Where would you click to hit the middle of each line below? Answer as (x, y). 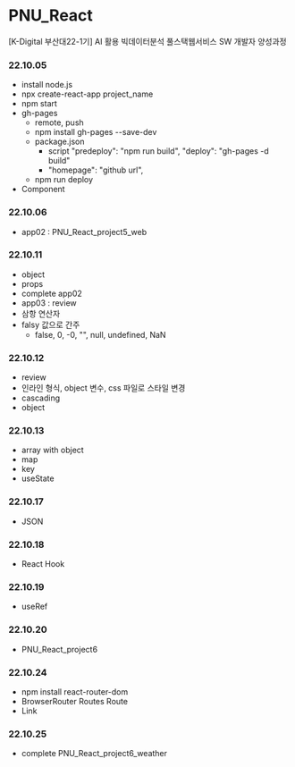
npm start (39, 104)
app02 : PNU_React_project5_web (84, 232)
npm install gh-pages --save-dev (96, 132)
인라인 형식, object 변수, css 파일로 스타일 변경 (103, 388)
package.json (59, 142)
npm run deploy (64, 180)
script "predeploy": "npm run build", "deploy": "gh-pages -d (158, 151)
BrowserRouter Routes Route (75, 701)
